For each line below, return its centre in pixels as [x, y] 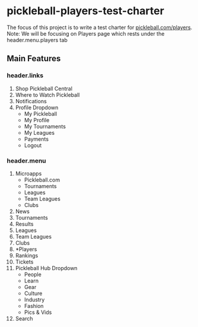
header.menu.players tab [37, 40]
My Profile [37, 120]
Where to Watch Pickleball [47, 95]
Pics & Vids [38, 312]
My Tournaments [45, 126]
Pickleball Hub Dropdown [46, 268]
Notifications [31, 101]
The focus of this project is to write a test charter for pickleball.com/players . [100, 27]
